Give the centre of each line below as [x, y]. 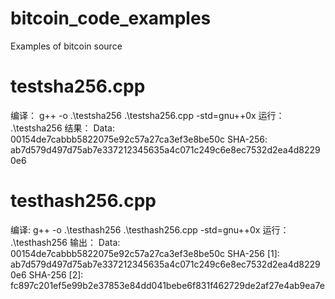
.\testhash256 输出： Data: [65, 242]
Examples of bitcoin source [66, 46]
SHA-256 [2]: [56, 274]
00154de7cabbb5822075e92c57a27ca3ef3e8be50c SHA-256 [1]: [145, 253]
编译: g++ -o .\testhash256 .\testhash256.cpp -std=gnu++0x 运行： [150, 229]
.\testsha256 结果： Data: [62, 128]
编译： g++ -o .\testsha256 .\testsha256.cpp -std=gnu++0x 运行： [147, 115]
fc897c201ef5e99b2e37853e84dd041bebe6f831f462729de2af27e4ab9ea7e [167, 285]
